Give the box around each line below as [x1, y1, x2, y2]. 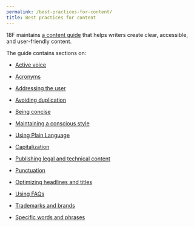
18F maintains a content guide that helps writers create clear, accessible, [6, 31, 189, 38]
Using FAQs [15, 190, 45, 197]
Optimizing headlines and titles [15, 178, 93, 185]
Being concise [15, 108, 51, 115]
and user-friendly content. [6, 38, 72, 45]
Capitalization [15, 143, 50, 150]
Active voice [15, 61, 47, 68]
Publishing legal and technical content [15, 155, 111, 162]
